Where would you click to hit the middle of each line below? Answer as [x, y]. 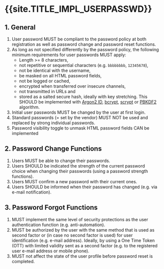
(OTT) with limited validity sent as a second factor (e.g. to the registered [84, 245]
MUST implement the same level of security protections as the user [80, 219]
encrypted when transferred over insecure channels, [72, 86]
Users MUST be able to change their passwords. [61, 161]
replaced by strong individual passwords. [53, 123]
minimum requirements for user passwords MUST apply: [69, 55]
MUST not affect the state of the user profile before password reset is [82, 256]
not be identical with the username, [55, 70]
